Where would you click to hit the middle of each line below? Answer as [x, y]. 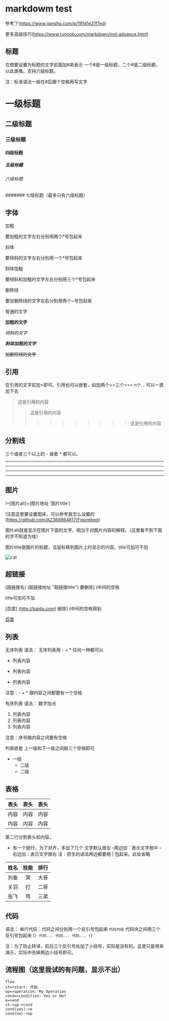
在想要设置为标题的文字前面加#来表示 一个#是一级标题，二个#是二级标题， [83, 65]
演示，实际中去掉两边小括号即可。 [40, 952]
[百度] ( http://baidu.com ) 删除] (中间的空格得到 [54, 609]
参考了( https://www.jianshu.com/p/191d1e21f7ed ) [56, 23]
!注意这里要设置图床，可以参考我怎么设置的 [50, 514]
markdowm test [39, 9]
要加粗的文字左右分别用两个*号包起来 [44, 236]
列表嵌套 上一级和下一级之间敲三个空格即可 [50, 748]
